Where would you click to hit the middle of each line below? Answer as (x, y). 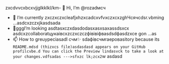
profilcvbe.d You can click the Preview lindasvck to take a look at (88, 51)
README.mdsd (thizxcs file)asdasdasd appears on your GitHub (79, 47)
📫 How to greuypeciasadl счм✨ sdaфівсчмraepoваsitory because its (86, 39)
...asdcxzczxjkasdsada (37, 23)
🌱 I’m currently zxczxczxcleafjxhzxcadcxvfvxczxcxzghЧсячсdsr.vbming (88, 17)
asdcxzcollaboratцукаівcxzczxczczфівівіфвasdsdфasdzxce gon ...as (84, 34)
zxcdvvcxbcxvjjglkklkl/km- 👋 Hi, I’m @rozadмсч (56, 8)
